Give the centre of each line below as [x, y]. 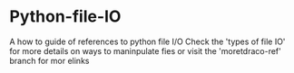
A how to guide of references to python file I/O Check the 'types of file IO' [147, 41]
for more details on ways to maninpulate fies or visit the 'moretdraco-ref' [145, 50]
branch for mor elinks [49, 60]
